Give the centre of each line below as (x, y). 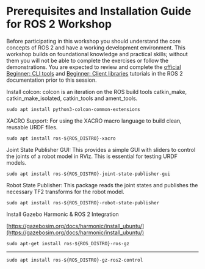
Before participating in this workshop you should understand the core (94, 41)
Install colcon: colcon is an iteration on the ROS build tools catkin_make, (97, 91)
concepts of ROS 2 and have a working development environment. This (96, 48)
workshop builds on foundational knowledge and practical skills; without (97, 54)
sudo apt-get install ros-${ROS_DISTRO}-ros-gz (68, 243)
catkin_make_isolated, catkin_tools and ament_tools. (72, 98)
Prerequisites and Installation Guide (99, 11)
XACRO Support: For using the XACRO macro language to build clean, (94, 121)
